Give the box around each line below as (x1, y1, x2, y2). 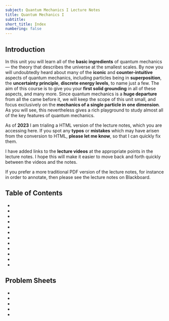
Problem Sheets (5, 276, 57, 285)
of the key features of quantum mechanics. (5, 112, 95, 118)
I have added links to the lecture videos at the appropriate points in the (5, 148, 153, 154)
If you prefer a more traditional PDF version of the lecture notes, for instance (5, 168, 164, 175)
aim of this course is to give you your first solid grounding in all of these (5, 85, 156, 91)
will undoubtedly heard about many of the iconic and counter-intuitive (5, 69, 153, 75)
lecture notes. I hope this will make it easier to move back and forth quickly (5, 153, 161, 160)
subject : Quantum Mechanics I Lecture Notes (5, 7, 100, 13)
